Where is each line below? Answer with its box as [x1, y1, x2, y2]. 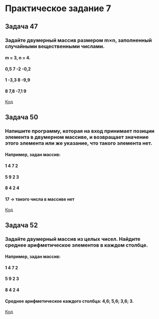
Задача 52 [5, 221, 38, 229]
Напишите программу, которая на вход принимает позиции [5, 127, 155, 134]
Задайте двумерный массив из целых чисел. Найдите [5, 235, 141, 242]
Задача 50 [5, 113, 38, 121]
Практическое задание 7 [5, 3, 111, 14]
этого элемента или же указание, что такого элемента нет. [5, 139, 153, 146]
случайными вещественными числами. [5, 43, 105, 50]
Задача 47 [5, 22, 38, 31]
